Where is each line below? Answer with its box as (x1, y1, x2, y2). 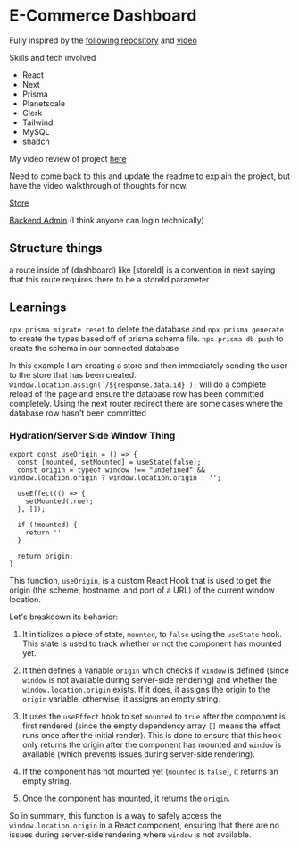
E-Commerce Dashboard (9, 5, 197, 26)
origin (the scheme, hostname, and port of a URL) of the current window (9, 584, 275, 595)
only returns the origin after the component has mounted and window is (21, 739, 282, 750)
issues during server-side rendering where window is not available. (9, 828, 252, 840)
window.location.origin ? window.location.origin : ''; (9, 473, 221, 483)
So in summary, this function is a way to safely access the (9, 810, 222, 820)
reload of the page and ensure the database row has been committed (9, 388, 265, 399)
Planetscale (21, 97, 65, 108)
